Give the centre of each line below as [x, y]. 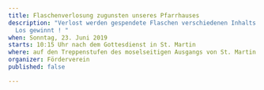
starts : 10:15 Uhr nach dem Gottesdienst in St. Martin [102, 45]
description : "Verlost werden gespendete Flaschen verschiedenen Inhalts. [134, 23]
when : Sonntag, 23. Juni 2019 [58, 37]
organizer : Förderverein [49, 60]
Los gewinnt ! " [42, 30]
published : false [37, 67]
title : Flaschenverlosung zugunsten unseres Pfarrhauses [104, 15]
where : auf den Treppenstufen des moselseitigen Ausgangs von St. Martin [132, 52]
